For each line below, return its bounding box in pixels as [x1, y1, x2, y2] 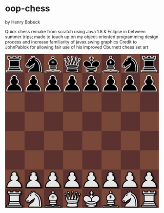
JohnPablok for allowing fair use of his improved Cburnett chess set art [5, 44, 149, 50]
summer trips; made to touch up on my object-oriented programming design [5, 34, 159, 40]
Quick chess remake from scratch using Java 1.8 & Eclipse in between [5, 28, 146, 34]
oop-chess [5, 3, 50, 14]
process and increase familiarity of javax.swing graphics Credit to [5, 39, 137, 44]
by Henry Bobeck [5, 19, 41, 25]
